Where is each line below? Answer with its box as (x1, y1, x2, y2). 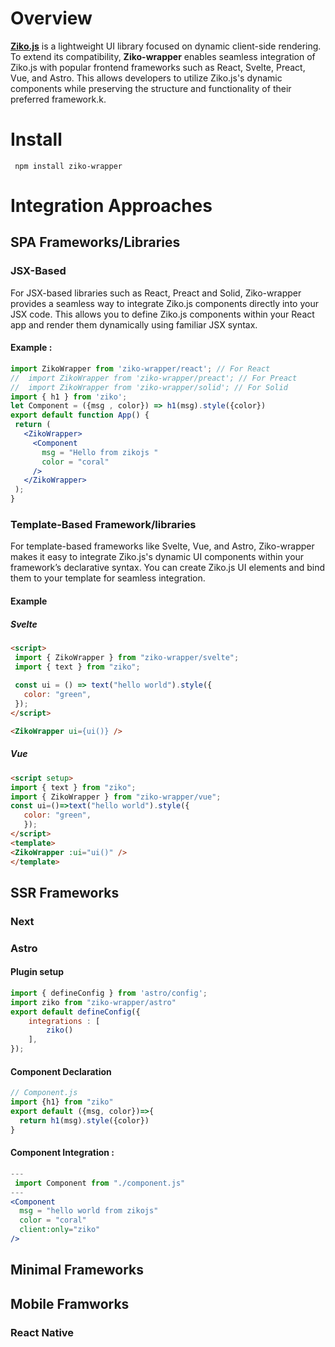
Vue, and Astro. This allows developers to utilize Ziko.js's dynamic (10, 72, 283, 84)
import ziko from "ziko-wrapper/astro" (10, 997, 177, 1007)
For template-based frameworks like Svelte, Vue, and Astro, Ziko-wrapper (10, 540, 315, 552)
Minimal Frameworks (10, 1262, 145, 1279)
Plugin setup (10, 966, 65, 978)
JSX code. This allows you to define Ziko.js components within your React (10, 308, 315, 320)
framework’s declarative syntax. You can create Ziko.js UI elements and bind (10, 562, 326, 574)
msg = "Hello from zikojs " (41, 447, 159, 457)
